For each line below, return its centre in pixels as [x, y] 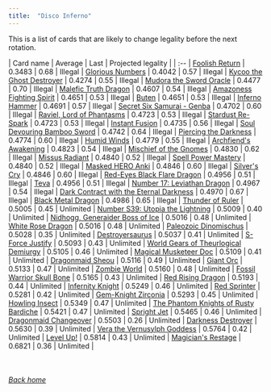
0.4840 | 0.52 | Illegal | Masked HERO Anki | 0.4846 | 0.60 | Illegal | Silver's [133, 165]
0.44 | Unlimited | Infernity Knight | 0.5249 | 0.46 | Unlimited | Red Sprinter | [134, 286]
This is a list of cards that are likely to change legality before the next [123, 39]
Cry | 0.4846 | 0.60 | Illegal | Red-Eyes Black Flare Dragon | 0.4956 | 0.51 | [132, 174]
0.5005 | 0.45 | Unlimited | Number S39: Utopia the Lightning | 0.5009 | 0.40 [135, 209]
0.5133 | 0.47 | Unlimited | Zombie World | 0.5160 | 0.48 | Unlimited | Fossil [132, 269]
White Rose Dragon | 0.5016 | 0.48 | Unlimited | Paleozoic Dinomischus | [128, 226]
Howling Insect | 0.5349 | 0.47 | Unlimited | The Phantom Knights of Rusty [131, 302]
